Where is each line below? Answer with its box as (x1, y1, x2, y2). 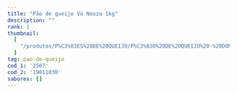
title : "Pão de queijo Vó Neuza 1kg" (7, 10, 119, 17)
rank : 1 (7, 23, 30, 30)
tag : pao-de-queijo (7, 56, 65, 63)
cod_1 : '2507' (7, 62, 49, 69)
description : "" (7, 17, 55, 24)
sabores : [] (7, 75, 42, 83)
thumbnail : (7, 29, 39, 37)
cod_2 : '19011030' (7, 69, 61, 76)
